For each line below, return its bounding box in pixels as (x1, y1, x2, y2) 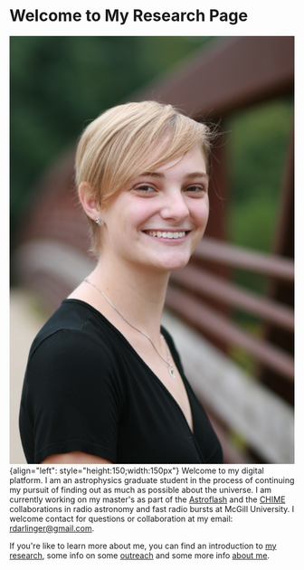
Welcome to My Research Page (9, 5, 249, 26)
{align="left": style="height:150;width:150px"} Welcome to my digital (9, 465, 265, 476)
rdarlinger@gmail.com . (9, 522, 95, 534)
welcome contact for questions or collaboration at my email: (9, 513, 233, 524)
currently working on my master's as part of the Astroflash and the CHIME (9, 494, 286, 505)
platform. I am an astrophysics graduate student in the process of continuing (9, 474, 295, 485)
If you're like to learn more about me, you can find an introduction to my (9, 540, 278, 551)
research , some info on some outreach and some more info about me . (9, 549, 270, 561)
